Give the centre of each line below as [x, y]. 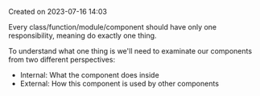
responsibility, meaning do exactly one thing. [83, 36]
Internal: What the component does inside [89, 75]
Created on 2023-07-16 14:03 [58, 12]
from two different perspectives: [62, 60]
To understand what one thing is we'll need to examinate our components [130, 51]
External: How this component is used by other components [120, 84]
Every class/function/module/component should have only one [113, 27]
